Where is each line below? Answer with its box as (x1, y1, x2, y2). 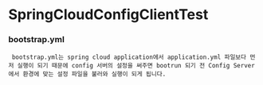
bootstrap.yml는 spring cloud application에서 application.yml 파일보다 (11, 53, 247, 61)
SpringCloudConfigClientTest (8, 6, 209, 24)
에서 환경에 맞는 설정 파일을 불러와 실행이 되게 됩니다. (8, 70, 167, 79)
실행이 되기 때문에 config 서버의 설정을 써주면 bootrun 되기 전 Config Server (17, 62, 255, 70)
